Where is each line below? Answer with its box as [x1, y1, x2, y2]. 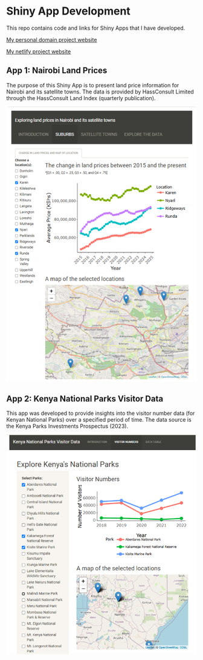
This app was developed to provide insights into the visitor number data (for [6, 409, 195, 417]
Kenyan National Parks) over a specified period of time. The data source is [6, 416, 192, 423]
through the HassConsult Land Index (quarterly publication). [6, 94, 156, 101]
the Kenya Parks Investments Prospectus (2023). [6, 423, 129, 430]
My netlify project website [6, 47, 71, 55]
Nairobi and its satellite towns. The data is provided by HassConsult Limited [6, 88, 195, 95]
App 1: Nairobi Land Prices [6, 66, 108, 76]
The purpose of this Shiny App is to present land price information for [6, 81, 179, 89]
